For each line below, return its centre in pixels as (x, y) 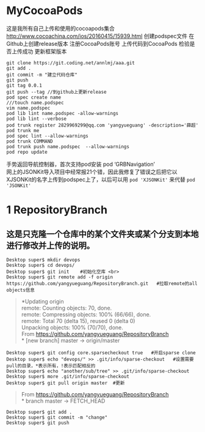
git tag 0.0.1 (24, 85)
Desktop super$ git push (38, 423)
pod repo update (27, 152)
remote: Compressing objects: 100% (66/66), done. (86, 314)
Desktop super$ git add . (39, 412)
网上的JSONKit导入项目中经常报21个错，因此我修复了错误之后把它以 (92, 171)
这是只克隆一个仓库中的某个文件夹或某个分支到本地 (103, 234)
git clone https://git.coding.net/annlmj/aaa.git (71, 63)
